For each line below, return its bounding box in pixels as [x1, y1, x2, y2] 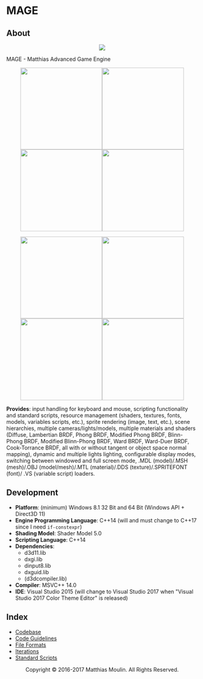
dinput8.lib [24, 561, 51, 569]
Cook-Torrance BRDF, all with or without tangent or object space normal [6, 444, 187, 451]
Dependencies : [15, 543, 55, 550]
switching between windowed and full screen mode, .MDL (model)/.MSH [6, 457, 188, 464]
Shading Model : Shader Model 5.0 [15, 529, 102, 537]
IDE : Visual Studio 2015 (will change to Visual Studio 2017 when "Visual [15, 588, 193, 595]
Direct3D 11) [15, 510, 46, 518]
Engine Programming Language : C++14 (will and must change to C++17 [15, 516, 197, 524]
